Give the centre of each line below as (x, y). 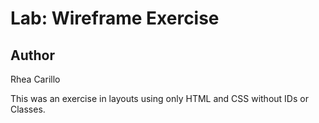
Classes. (28, 109)
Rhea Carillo (35, 79)
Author (32, 55)
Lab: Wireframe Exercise (115, 18)
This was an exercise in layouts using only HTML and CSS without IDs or (159, 98)
